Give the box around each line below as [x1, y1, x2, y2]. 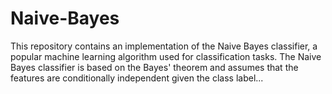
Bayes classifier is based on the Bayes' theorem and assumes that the [10, 61, 299, 73]
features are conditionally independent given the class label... [10, 72, 264, 84]
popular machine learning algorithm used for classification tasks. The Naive [10, 50, 322, 62]
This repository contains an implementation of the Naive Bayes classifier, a [10, 40, 318, 52]
